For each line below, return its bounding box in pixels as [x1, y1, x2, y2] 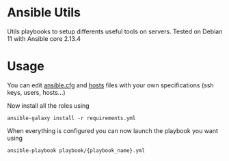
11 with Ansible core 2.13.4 [7, 34, 81, 42]
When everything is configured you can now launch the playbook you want [7, 126, 219, 134]
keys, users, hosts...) [7, 88, 66, 96]
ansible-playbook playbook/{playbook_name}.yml [7, 147, 146, 154]
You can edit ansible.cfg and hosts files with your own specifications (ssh [7, 80, 214, 89]
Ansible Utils [7, 5, 81, 20]
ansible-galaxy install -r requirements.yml [7, 115, 136, 121]
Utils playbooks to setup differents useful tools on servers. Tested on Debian [7, 27, 223, 35]
